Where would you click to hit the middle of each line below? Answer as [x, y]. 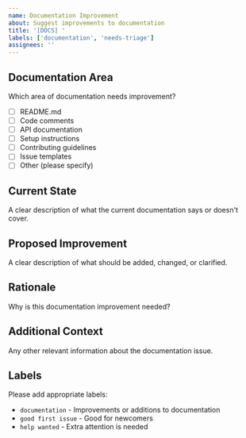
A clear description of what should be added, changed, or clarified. [118, 262]
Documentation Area [61, 77]
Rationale [32, 288]
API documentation [51, 130]
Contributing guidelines [58, 148]
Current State [42, 191]
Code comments [47, 121]
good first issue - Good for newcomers [86, 418]
